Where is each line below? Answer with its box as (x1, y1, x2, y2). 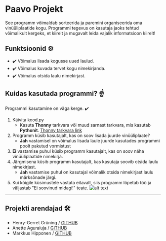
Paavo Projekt (5, 3, 63, 15)
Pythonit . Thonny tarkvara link (19, 127, 83, 133)
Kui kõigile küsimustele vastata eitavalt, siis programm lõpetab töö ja (12, 179, 152, 185)
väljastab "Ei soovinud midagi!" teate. (12, 185, 88, 191)
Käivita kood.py (12, 117, 44, 123)
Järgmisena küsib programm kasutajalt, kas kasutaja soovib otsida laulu (12, 159, 159, 165)
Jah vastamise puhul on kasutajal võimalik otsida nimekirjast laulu (19, 169, 154, 175)
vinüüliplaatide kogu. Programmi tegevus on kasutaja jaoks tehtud (5, 25, 139, 31)
